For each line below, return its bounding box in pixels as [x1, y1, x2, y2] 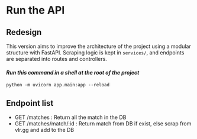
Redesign [6, 27, 42, 37]
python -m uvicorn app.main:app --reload [6, 82, 110, 88]
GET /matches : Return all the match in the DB [14, 114, 127, 121]
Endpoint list [6, 98, 54, 108]
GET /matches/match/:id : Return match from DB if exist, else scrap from [14, 120, 192, 127]
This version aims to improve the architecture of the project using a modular [6, 43, 191, 50]
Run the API [6, 4, 65, 17]
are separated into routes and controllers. [6, 56, 108, 62]
